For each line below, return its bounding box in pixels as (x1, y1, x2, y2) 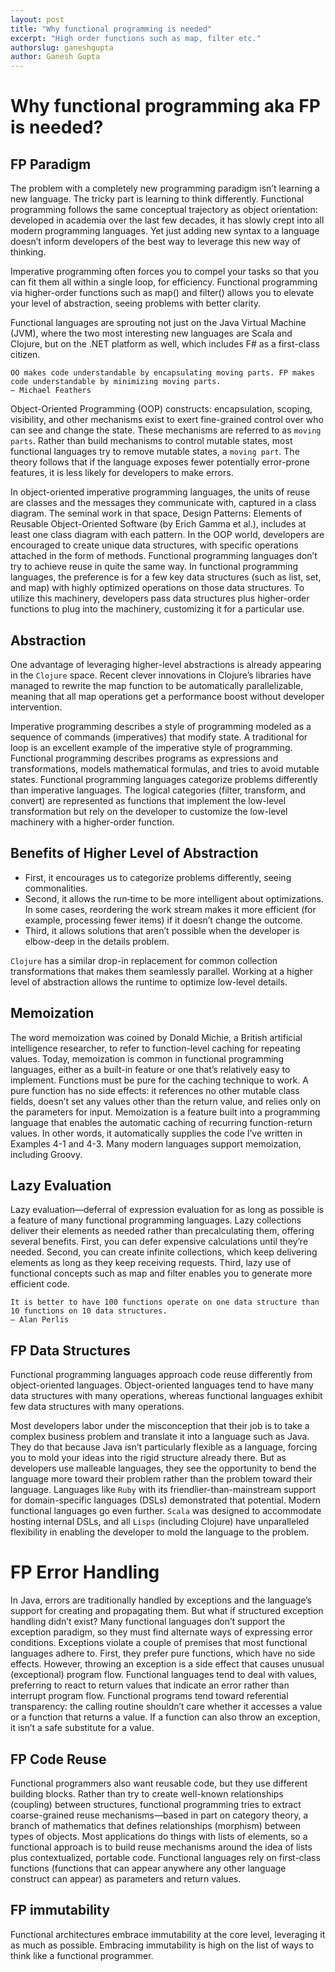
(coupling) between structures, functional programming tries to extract (10, 1798, 302, 1810)
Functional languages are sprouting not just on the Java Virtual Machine (10, 317, 307, 329)
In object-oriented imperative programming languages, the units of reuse (10, 486, 311, 498)
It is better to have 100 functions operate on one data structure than (10, 1297, 320, 1308)
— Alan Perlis (10, 1315, 70, 1325)
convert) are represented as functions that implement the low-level (10, 794, 287, 806)
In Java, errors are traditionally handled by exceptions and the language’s (10, 1594, 313, 1606)
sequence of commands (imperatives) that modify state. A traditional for (10, 731, 308, 743)
